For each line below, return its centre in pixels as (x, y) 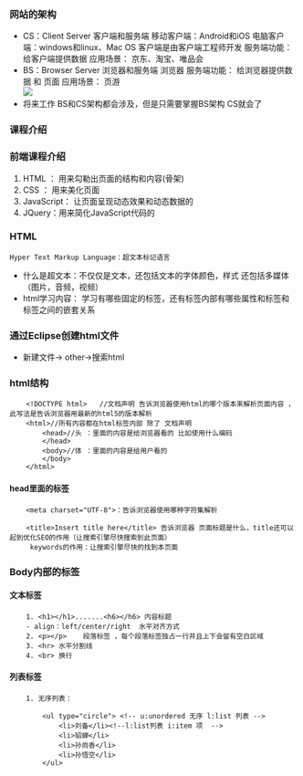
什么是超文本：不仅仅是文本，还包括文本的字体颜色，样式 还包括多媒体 (156, 275)
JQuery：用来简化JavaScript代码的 (89, 213)
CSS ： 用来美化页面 (61, 190)
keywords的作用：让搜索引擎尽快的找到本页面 (104, 547)
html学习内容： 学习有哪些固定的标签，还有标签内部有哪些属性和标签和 (156, 298)
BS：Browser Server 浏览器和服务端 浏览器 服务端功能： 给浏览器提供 (153, 70)
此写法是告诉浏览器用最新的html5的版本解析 (81, 414)
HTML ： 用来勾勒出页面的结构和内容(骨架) (103, 178)
